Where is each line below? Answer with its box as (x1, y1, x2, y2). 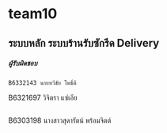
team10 (8, 5, 58, 23)
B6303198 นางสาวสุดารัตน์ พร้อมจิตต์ (8, 116, 112, 125)
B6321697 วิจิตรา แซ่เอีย (8, 93, 78, 102)
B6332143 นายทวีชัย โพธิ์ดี (8, 78, 77, 87)
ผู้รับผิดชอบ (8, 59, 38, 68)
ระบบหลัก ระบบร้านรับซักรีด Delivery (8, 36, 160, 50)
